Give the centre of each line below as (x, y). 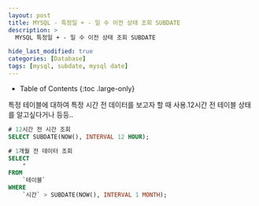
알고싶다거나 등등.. (44, 114)
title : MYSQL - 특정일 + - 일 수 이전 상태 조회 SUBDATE (94, 23)
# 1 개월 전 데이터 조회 (41, 151)
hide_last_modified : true (50, 52)
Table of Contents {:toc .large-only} (77, 88)
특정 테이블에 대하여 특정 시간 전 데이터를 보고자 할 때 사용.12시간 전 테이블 (122, 105)
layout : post (30, 15)
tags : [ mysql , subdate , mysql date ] (68, 66)
